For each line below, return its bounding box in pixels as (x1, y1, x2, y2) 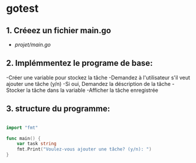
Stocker (6, 87, 25, 94)
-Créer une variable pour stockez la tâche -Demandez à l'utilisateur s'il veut (6, 73, 190, 81)
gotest (6, 2, 39, 15)
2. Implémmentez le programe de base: (6, 58, 153, 68)
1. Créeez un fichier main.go (6, 25, 111, 36)
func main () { (6, 135, 41, 141)
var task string (17, 141, 57, 147)
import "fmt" (6, 124, 38, 130)
